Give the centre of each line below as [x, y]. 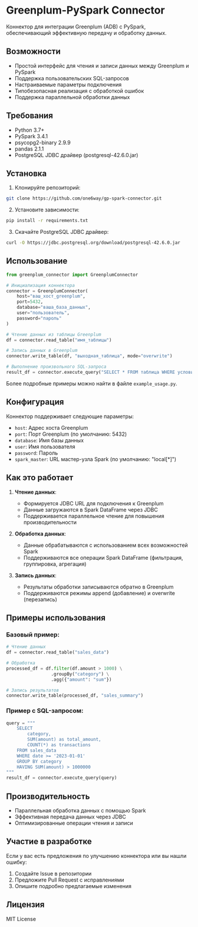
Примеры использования [56, 618]
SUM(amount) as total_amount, [64, 740]
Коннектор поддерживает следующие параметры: [70, 416]
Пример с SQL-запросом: [45, 711]
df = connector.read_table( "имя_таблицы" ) [59, 340]
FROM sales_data [37, 750]
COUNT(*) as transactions [59, 745]
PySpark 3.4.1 [31, 136]
